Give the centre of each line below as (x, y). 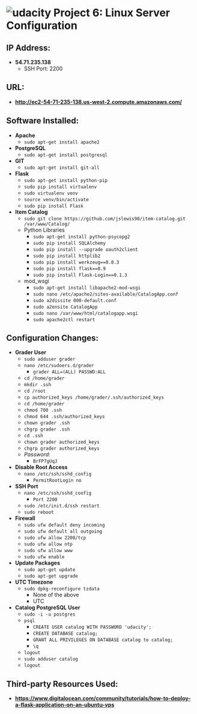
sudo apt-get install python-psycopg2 (81, 237)
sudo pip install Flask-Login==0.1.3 (80, 275)
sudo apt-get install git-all (62, 168)
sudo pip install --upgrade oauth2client (85, 249)
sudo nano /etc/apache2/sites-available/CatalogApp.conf (105, 294)
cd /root (35, 391)
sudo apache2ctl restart (64, 319)
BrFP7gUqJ (45, 461)
